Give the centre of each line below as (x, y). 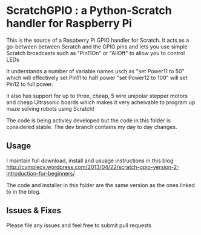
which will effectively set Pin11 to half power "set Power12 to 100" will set (97, 78)
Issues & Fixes (34, 210)
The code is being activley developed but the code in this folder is (89, 120)
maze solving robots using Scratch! (50, 108)
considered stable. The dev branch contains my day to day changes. (92, 127)
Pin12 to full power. (30, 84)
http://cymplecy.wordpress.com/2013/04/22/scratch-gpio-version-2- (93, 167)
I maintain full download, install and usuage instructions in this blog (90, 161)
